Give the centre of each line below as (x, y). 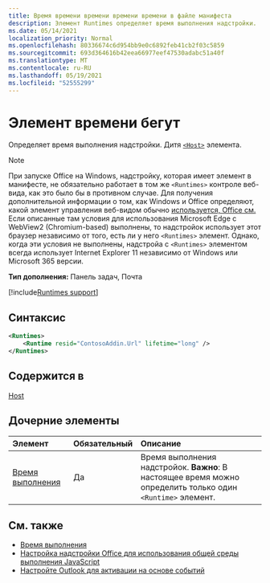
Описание (161, 443)
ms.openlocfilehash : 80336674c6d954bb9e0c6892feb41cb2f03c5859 (117, 46)
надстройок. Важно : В (184, 467)
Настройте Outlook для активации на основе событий (112, 570)
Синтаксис (37, 318)
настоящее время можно (190, 477)
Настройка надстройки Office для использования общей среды (129, 553)
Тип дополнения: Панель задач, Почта (76, 277)
